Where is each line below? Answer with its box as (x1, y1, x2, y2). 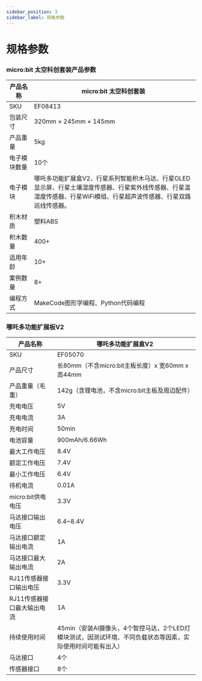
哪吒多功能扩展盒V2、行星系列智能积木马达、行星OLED (34, 174, 191, 182)
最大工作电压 (9, 447, 46, 456)
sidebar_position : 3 (6, 8, 58, 15)
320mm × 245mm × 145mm (34, 117, 115, 126)
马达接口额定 (9, 534, 46, 542)
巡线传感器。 (34, 201, 70, 209)
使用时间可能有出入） (63, 642, 124, 651)
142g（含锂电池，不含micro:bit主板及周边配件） (57, 386, 194, 395)
